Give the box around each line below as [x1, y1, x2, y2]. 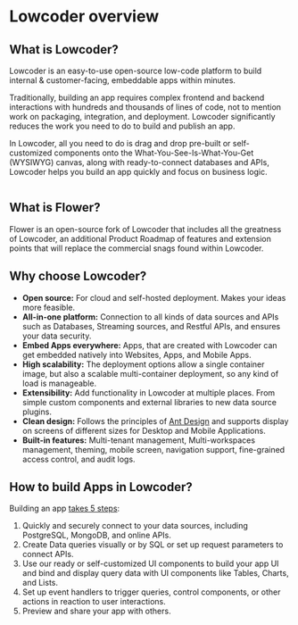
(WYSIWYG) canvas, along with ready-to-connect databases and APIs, [9, 157, 269, 167]
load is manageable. [21, 378, 96, 388]
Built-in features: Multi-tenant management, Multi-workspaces [21, 435, 256, 446]
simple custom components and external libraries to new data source [21, 396, 277, 407]
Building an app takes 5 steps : [9, 503, 120, 514]
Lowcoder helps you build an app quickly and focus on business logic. [9, 167, 268, 177]
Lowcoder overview [9, 6, 159, 27]
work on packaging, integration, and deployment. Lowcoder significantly [9, 112, 276, 121]
